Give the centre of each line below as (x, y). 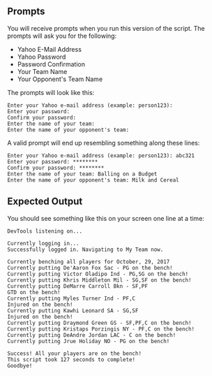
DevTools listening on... (45, 231)
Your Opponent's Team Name (60, 79)
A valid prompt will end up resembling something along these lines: (104, 143)
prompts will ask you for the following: (62, 36)
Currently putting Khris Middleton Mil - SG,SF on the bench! (99, 280)
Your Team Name (42, 71)
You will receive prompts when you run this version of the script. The (106, 28)
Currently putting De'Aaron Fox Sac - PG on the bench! (90, 268)
